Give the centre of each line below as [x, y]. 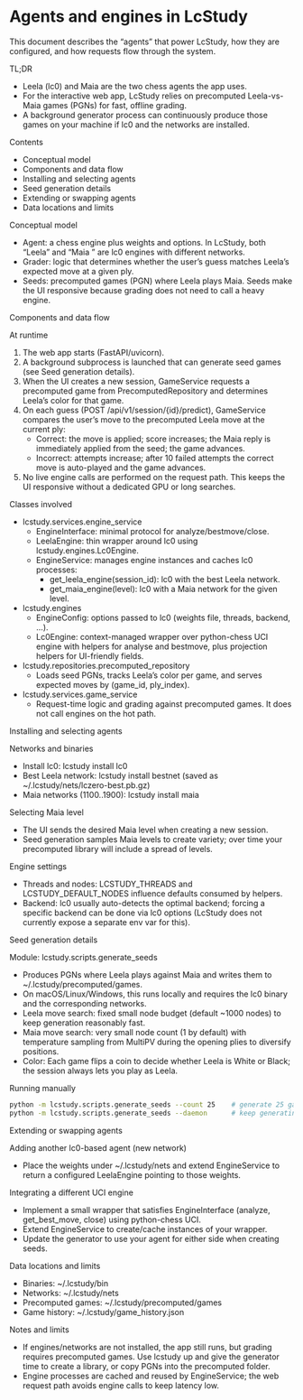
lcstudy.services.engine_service [82, 522]
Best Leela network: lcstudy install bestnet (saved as [120, 775]
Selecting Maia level [46, 812]
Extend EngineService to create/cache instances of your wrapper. [145, 1228]
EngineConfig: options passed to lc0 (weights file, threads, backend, [163, 617]
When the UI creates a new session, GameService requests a [136, 381]
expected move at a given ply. [78, 271]
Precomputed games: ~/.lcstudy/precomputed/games [122, 1303]
